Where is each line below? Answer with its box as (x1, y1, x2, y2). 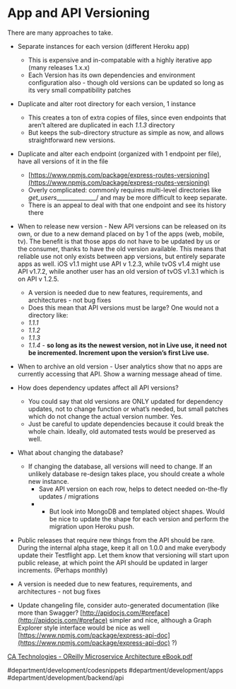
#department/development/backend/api (7, 673, 124, 682)
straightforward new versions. (28, 136, 116, 144)
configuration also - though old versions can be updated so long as (28, 78, 225, 86)
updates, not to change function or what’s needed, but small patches (28, 405, 229, 413)
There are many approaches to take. (7, 28, 113, 37)
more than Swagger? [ (17, 608, 83, 617)
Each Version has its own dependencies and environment (28, 71, 196, 79)
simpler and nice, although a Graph (109, 615, 212, 624)
